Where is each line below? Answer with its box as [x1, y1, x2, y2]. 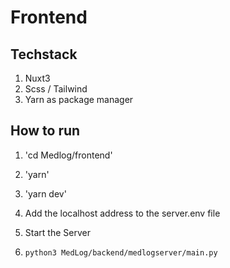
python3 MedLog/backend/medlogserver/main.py [24, 247, 218, 258]
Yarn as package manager [24, 94, 134, 105]
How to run [10, 122, 81, 140]
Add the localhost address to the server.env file [24, 207, 221, 219]
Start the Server [24, 226, 91, 238]
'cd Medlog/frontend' [24, 149, 113, 161]
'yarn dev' [24, 187, 67, 200]
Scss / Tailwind [24, 83, 88, 95]
